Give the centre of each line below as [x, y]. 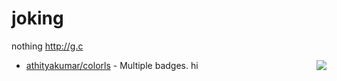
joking [37, 18]
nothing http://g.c [47, 46]
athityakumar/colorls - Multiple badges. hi [112, 65]
